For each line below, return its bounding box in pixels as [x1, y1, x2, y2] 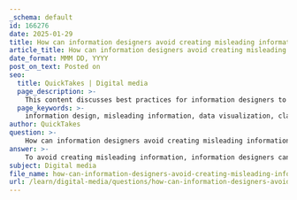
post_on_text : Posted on [9, 63, 101, 72]
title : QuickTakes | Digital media [17, 79, 148, 88]
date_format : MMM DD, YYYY [9, 54, 109, 63]
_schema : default [9, 12, 73, 22]
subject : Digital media [9, 161, 97, 170]
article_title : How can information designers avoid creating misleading [9, 46, 287, 55]
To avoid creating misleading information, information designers [25, 152, 275, 162]
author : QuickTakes [9, 120, 81, 129]
